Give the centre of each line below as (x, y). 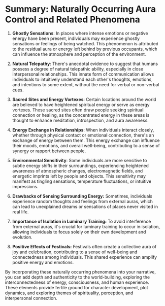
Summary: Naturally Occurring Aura (81, 9)
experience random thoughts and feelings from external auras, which (82, 201)
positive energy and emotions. (43, 262)
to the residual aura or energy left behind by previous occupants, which (85, 49)
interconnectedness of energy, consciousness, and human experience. (77, 282)
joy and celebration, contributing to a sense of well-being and (75, 252)
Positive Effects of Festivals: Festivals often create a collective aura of (84, 246)
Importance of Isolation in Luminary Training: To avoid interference (82, 221)
